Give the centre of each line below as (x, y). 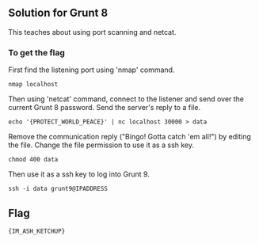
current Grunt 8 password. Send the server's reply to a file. (104, 108)
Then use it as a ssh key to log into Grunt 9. (79, 174)
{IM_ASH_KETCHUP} (37, 231)
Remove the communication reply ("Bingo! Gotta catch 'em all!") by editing (130, 137)
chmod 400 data (33, 160)
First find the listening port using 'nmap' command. (91, 70)
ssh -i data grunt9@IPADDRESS (58, 189)
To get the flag (37, 52)
